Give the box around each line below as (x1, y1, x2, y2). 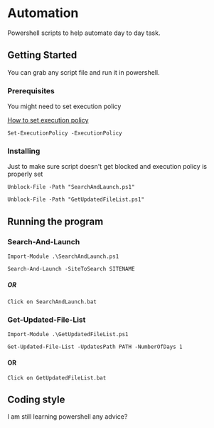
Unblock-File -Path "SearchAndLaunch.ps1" (7, 184, 135, 191)
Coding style (7, 393, 65, 405)
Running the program (7, 215, 104, 227)
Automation (7, 5, 79, 21)
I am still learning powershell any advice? (7, 412, 128, 421)
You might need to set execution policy (7, 102, 122, 111)
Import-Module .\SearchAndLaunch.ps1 (7, 253, 119, 261)
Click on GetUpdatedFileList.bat (7, 374, 107, 382)
